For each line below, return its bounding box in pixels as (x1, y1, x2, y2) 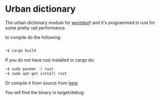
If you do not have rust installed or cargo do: (5, 57, 95, 63)
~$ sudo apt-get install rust (5, 71, 67, 76)
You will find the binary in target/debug (5, 89, 84, 95)
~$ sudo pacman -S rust (5, 66, 54, 72)
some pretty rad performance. (5, 25, 66, 30)
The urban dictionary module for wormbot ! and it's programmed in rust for (5, 20, 156, 25)
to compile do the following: (5, 34, 61, 40)
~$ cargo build (5, 48, 36, 53)
